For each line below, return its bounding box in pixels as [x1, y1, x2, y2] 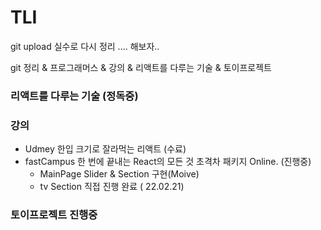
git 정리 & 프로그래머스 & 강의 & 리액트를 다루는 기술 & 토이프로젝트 [10, 61, 272, 73]
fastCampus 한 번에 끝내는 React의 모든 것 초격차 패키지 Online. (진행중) [24, 156, 312, 168]
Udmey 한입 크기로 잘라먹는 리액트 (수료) [24, 143, 187, 155]
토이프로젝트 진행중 [10, 208, 98, 222]
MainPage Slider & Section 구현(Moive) [39, 168, 200, 180]
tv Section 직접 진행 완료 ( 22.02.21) [39, 181, 185, 193]
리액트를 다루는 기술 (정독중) [10, 89, 139, 103]
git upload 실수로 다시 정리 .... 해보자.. [10, 40, 160, 52]
